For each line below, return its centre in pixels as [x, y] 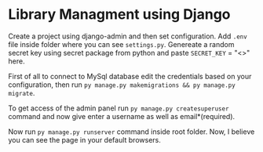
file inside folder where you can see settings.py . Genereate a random [121, 44]
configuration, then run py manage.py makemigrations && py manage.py [122, 85]
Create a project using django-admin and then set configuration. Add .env [128, 36]
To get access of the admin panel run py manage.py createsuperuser [119, 108]
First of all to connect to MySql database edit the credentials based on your [130, 76]
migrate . [22, 92]
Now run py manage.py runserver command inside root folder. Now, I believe [131, 132]
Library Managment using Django [119, 14]
